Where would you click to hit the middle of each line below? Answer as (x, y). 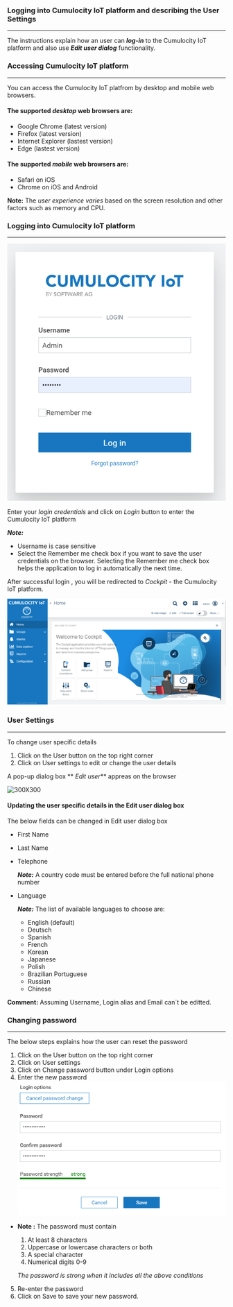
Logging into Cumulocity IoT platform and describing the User (113, 10)
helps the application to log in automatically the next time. (100, 568)
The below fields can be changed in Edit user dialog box (87, 821)
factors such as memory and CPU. (56, 208)
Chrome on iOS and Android (58, 187)
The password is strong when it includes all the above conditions (110, 1276)
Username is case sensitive (57, 546)
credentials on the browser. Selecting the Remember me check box (113, 561)
